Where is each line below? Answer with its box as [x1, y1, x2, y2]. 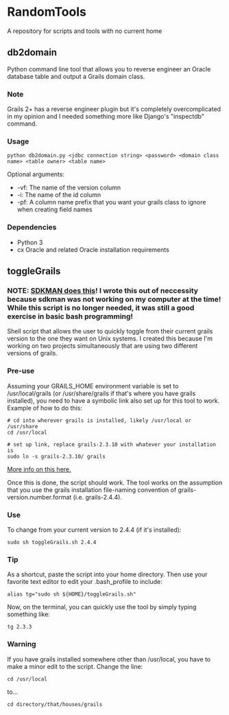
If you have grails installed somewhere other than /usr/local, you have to [7, 655, 211, 663]
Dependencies [7, 222, 57, 232]
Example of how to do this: [7, 403, 82, 412]
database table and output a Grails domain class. [7, 72, 145, 80]
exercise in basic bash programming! [7, 312, 134, 321]
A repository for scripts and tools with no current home [7, 27, 162, 35]
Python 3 [16, 238, 43, 246]
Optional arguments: [7, 170, 65, 178]
